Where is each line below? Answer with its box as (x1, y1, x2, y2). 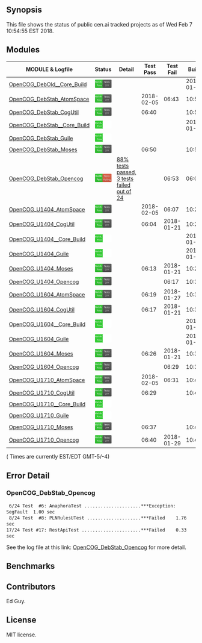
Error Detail (6, 470, 50, 481)
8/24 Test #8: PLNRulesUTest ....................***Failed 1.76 (8, 515, 187, 521)
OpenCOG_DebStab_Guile (8, 135, 73, 142)
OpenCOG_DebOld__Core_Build (8, 81, 87, 88)
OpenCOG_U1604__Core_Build (8, 321, 86, 328)
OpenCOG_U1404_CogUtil (8, 221, 75, 228)
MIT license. (6, 631, 37, 638)
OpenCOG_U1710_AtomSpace (8, 376, 85, 383)
